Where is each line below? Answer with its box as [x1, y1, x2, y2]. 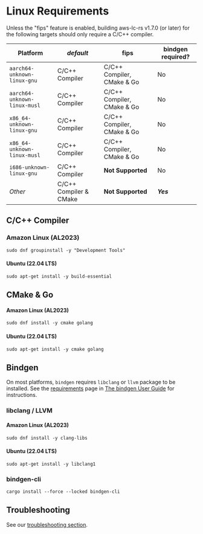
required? [161, 53, 190, 61]
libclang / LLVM [6, 407, 53, 415]
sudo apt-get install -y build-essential [6, 273, 112, 279]
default [66, 48, 89, 57]
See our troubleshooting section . [6, 521, 88, 528]
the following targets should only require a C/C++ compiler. [6, 30, 154, 37]
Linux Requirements [6, 4, 109, 18]
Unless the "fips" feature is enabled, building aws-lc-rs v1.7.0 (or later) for [6, 24, 190, 31]
